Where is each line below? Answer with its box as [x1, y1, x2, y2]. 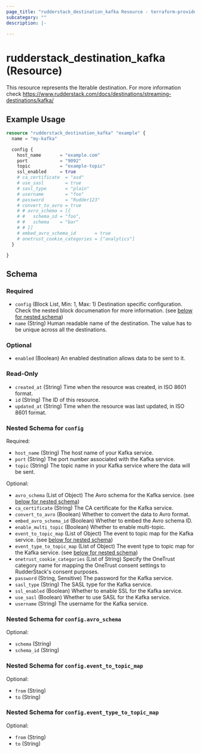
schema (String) [14, 640, 52, 647]
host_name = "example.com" [17, 152, 100, 158]
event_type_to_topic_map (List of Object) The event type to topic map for [14, 542, 194, 549]
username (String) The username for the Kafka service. [14, 600, 148, 607]
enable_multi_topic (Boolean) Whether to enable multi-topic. [14, 523, 166, 530]
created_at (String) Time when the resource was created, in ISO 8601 [14, 383, 187, 390]
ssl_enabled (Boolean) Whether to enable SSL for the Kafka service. [14, 587, 183, 594]
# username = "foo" [17, 191, 84, 197]
